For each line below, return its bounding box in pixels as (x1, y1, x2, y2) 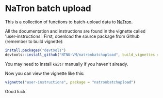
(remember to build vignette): (5, 38, 64, 44)
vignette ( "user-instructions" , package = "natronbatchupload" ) (5, 80, 136, 84)
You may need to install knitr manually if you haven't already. (5, 61, 129, 67)
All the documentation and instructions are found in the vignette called (5, 28, 146, 34)
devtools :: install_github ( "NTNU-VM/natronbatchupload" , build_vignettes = (5, 52, 160, 57)
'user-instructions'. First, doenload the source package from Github (5, 33, 140, 39)
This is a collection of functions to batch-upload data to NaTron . (5, 19, 133, 25)
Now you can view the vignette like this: (5, 70, 85, 76)
